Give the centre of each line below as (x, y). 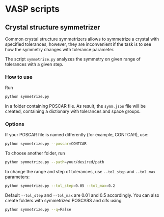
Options (15, 124)
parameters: (17, 177)
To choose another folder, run (35, 153)
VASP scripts (32, 9)
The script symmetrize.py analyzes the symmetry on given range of (73, 59)
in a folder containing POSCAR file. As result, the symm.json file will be (75, 106)
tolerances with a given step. (34, 64)
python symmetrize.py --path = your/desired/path (55, 162)
